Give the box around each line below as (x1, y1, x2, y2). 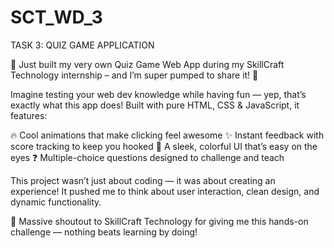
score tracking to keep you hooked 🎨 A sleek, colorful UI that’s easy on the (10, 140, 318, 152)
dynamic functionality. (10, 196, 102, 208)
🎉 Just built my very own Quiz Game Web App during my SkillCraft (10, 58, 285, 70)
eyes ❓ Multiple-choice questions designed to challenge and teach (10, 151, 285, 163)
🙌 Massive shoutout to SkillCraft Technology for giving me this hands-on (10, 215, 309, 227)
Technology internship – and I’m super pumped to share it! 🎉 (10, 69, 259, 81)
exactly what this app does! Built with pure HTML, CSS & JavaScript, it (10, 99, 300, 111)
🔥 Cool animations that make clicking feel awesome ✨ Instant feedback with (10, 129, 325, 141)
